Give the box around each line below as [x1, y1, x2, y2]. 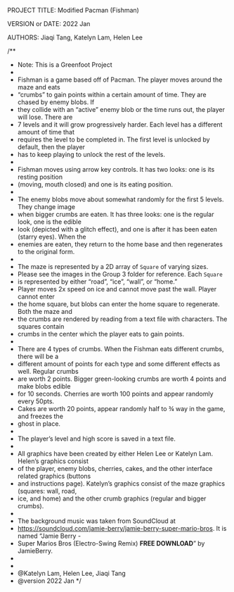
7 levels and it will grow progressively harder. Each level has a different [17, 120, 223, 129]
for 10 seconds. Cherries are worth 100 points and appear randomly [17, 390, 214, 398]
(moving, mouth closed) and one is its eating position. [17, 180, 174, 189]
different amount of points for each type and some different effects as [17, 360, 221, 368]
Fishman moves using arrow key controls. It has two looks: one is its [17, 165, 215, 173]
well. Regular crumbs [17, 367, 79, 375]
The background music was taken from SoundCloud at [17, 517, 176, 525]
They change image [17, 203, 76, 210]
